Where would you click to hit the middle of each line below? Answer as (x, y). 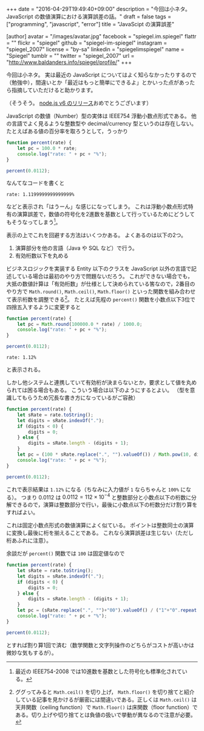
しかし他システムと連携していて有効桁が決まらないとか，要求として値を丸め (102, 383)
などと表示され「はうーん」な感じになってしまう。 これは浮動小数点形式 (97, 207)
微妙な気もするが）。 (32, 652)
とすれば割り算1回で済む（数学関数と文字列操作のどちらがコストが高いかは (100, 645)
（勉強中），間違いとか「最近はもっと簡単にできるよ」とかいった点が (93, 82)
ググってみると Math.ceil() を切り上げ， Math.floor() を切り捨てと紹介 (105, 692)
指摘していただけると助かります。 (54, 90)
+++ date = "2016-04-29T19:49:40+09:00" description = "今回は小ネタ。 (99, 9)
